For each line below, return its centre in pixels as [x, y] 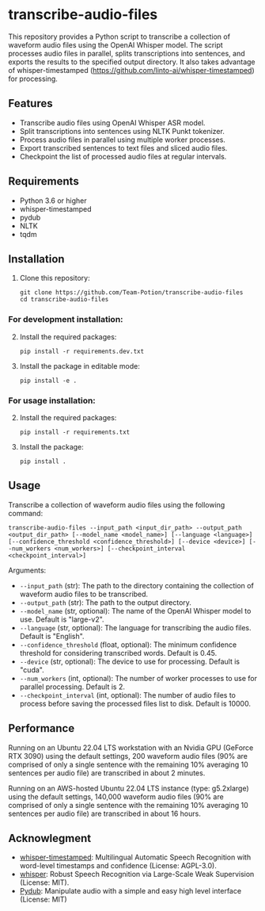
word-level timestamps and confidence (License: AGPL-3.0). [118, 866]
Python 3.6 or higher [53, 201]
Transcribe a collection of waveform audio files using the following [117, 504]
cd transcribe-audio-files [64, 300]
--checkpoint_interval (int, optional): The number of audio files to [127, 695]
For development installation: [66, 320]
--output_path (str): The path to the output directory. [106, 602]
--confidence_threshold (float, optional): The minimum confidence [128, 645]
